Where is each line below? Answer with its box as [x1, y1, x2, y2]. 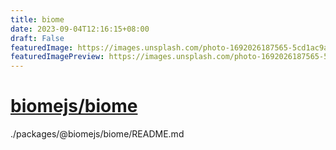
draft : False [10, 33, 65, 43]
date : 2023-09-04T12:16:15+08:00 [10, 24, 150, 34]
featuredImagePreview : [10, 52, 105, 62]
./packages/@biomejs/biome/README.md [10, 128, 185, 140]
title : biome [10, 14, 65, 25]
